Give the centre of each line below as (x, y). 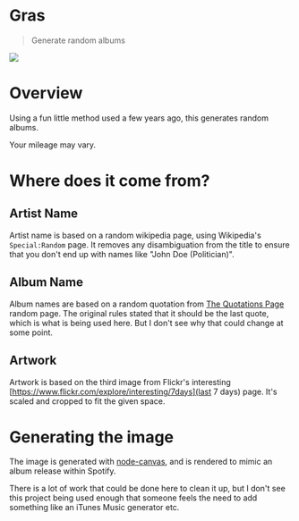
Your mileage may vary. (53, 145)
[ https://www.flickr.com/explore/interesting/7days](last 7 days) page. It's (143, 391)
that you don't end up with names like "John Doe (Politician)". (122, 254)
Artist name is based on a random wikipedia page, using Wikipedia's (135, 235)
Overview (46, 93)
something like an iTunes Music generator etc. (94, 508)
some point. (31, 332)
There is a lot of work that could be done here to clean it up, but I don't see (148, 489)
